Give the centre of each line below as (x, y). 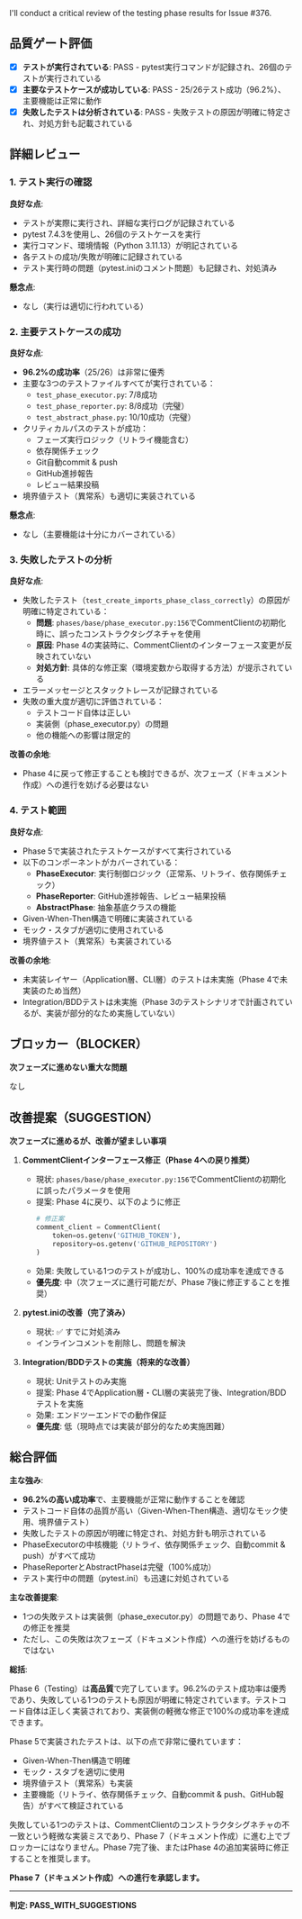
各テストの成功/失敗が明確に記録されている (102, 257)
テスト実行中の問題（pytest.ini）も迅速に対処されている (126, 1579)
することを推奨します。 (53, 1859)
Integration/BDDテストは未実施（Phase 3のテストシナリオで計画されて (153, 1001)
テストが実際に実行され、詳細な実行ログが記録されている (129, 222)
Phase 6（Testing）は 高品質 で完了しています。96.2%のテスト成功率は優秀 (148, 1688)
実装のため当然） (54, 991)
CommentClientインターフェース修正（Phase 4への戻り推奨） (138, 1160)
